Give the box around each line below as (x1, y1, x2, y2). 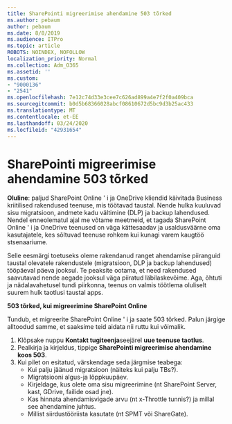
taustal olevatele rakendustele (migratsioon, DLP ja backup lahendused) (7, 259, 213, 267)
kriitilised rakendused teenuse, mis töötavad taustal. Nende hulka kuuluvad (7, 201, 222, 210)
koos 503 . (17, 351, 47, 359)
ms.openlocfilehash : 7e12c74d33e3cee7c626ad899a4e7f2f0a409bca (7, 94, 194, 101)
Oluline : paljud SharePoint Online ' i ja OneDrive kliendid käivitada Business (7, 194, 223, 202)
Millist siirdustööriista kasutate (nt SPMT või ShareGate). (27, 410, 188, 418)
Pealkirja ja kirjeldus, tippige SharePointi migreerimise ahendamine (17, 344, 212, 352)
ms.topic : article (7, 42, 60, 49)
